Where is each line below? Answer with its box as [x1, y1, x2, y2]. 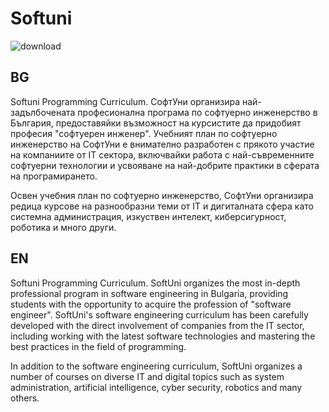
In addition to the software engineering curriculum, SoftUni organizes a [10, 360, 303, 372]
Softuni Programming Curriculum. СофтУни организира [10, 95, 240, 107]
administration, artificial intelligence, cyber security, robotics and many [10, 381, 303, 393]
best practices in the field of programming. [10, 340, 187, 352]
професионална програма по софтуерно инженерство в [77, 106, 318, 118]
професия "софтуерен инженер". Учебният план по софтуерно [10, 127, 278, 139]
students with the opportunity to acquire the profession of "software [10, 298, 292, 310]
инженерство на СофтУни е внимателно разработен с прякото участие [10, 138, 315, 150]
